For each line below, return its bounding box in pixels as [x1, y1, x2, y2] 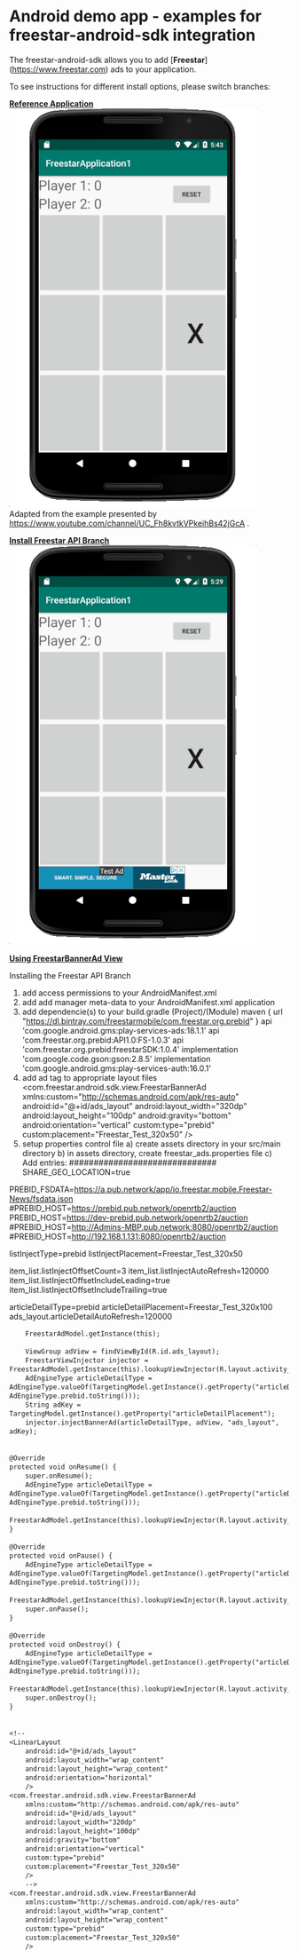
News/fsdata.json [9, 1193, 74, 1204]
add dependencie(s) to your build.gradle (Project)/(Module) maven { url [21, 1006, 284, 1017]
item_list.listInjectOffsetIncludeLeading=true [9, 1274, 171, 1285]
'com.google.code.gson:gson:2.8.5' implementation [21, 1053, 211, 1064]
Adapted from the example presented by [9, 508, 158, 519]
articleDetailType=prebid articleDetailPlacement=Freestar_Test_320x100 [9, 1301, 273, 1312]
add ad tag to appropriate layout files [21, 1072, 158, 1083]
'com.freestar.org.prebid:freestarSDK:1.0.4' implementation [21, 1043, 239, 1054]
